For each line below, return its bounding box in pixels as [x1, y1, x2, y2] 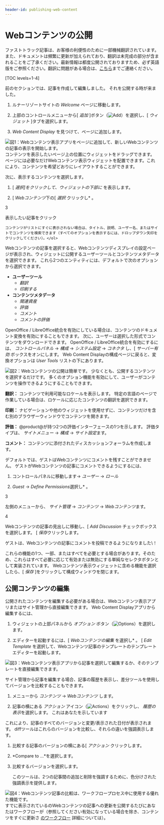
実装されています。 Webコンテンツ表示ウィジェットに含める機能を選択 [13, 563, 157, 568]
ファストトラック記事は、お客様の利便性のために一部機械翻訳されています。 [5, 47, 159, 53]
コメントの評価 [19, 316, 50, 322]
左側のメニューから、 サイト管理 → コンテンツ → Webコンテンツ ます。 [5, 503, 148, 509]
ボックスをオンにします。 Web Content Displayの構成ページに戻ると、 [10, 351, 152, 357]
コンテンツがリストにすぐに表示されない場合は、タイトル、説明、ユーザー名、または [5, 225, 151, 230]
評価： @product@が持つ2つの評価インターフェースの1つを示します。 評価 [5, 424, 155, 429]
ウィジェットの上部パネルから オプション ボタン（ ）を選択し [12, 621, 156, 627]
